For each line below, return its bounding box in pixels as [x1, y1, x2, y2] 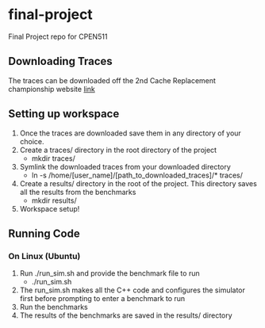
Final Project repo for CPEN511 [8, 32, 108, 41]
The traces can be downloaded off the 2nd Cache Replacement [8, 75, 217, 85]
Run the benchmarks [19, 303, 89, 312]
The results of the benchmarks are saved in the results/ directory [19, 311, 232, 320]
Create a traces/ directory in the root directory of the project [19, 145, 217, 154]
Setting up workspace [8, 107, 120, 120]
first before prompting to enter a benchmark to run [19, 294, 186, 303]
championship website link [8, 84, 95, 93]
